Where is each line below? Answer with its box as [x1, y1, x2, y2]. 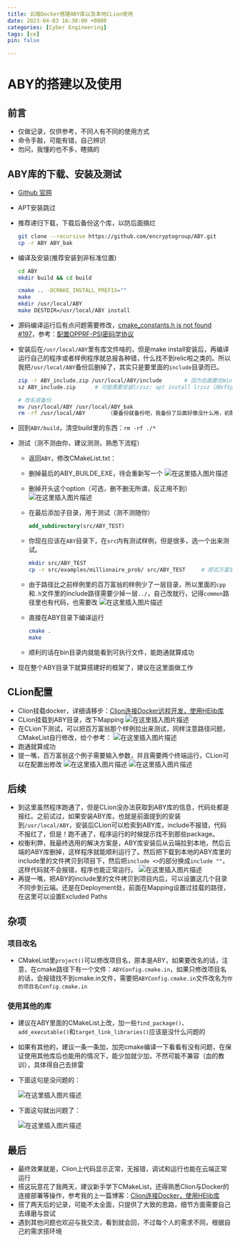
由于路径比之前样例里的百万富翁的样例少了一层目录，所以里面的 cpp [28, 580, 226, 589]
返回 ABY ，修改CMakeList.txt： [28, 454, 116, 463]
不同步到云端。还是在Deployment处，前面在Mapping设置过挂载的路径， [17, 883, 230, 892]
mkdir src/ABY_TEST [28, 560, 87, 567]
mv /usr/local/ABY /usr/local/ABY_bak [17, 403, 134, 411]
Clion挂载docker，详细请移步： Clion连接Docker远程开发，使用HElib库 [17, 706, 224, 715]
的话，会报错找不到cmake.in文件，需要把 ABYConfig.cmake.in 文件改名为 [17, 974, 228, 982]
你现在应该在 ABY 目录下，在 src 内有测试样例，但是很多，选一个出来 [28, 536, 224, 545]
